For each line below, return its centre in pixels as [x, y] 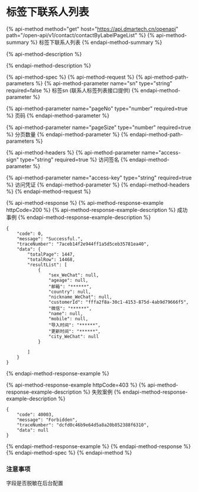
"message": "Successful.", [50, 239]
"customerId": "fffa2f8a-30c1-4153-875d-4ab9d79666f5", [119, 302]
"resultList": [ [47, 265]
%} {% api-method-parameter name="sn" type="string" [104, 83]
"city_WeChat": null [74, 336]
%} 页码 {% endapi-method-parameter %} [58, 115]
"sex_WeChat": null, [74, 275]
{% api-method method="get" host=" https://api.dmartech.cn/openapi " [92, 29]
